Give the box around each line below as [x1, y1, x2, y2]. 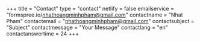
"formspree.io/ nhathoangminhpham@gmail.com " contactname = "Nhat [6, 11, 183, 18]
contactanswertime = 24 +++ [6, 30, 80, 37]
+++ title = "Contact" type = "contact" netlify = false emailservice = [6, 5, 175, 12]
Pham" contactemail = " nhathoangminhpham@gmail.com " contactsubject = [6, 18, 195, 24]
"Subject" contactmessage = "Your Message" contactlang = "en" [6, 24, 169, 31]
